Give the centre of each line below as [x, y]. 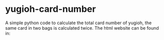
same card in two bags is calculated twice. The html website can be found [82, 28]
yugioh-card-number [51, 9]
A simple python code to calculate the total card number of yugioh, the [78, 23]
